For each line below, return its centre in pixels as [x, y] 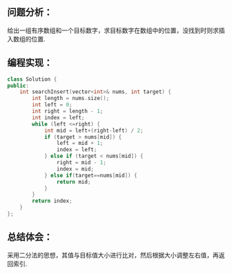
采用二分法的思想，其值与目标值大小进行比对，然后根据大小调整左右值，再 [113, 255]
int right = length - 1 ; [68, 111]
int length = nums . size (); [71, 99]
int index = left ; [58, 117]
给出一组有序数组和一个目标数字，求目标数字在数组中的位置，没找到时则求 [113, 30]
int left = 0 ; [52, 105]
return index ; [52, 201]
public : [18, 86]
